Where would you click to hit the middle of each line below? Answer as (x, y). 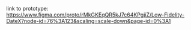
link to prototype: (27, 9)
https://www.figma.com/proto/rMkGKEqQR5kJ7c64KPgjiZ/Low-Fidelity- (95, 15)
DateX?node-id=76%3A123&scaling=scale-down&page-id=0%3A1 (89, 21)
